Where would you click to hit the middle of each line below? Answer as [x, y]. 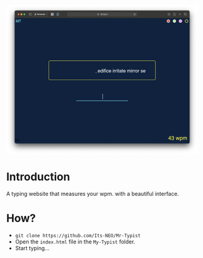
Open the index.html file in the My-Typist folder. [75, 242]
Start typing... [32, 248]
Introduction [38, 177]
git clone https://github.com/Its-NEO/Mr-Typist [78, 236]
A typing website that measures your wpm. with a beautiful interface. [93, 194]
